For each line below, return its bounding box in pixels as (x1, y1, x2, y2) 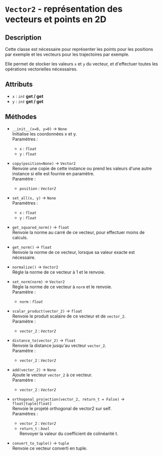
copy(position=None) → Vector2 (12, 160, 76, 166)
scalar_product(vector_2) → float (12, 308, 82, 314)
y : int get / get (12, 98, 44, 104)
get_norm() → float (12, 244, 52, 250)
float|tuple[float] (12, 401, 52, 406)
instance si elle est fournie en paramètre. (12, 170, 95, 177)
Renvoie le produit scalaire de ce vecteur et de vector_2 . (12, 313, 126, 319)
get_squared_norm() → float (12, 224, 69, 230)
